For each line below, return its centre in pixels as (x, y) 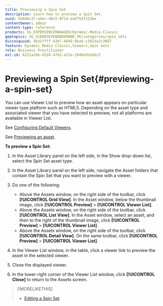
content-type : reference (30, 28)
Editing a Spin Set (42, 298)
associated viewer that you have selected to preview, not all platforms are (78, 113)
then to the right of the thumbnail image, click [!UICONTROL (79, 220)
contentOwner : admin (26, 23)
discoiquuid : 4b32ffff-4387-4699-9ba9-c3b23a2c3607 (58, 41)
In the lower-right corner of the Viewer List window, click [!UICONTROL (83, 274)
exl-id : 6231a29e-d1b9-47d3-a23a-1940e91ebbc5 (53, 55)
